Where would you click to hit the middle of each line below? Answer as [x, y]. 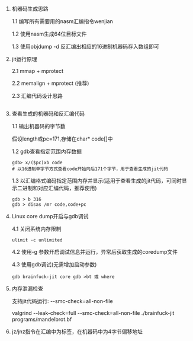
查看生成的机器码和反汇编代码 [48, 114]
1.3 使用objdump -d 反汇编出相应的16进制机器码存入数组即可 [86, 47]
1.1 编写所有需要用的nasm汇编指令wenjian [62, 21]
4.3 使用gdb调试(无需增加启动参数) [54, 264]
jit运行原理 [24, 59]
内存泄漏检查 [27, 289]
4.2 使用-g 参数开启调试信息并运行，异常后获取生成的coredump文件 [95, 252]
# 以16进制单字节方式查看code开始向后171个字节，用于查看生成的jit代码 [90, 169]
